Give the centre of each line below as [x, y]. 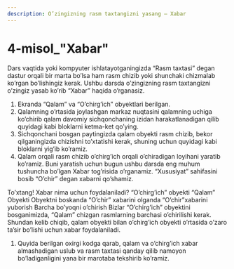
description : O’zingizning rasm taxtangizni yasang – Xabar [97, 14]
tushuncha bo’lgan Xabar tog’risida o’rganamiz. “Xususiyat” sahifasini [117, 171]
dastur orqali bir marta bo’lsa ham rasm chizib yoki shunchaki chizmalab [111, 75]
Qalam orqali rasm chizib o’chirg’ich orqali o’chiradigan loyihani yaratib [119, 156]
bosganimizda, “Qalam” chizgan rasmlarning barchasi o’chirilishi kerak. [109, 214]
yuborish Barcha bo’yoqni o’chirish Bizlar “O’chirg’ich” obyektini [99, 207]
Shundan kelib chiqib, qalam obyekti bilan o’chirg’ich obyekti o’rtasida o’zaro [117, 222]
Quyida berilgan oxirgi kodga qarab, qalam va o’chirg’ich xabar [108, 243]
